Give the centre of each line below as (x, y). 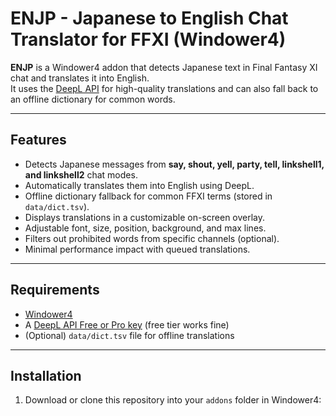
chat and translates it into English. (80, 78)
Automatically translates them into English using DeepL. (139, 185)
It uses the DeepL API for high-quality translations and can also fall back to (164, 88)
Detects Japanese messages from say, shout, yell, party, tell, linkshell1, (174, 164)
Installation (46, 375)
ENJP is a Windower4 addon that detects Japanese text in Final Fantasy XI (164, 67)
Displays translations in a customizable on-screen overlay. (145, 217)
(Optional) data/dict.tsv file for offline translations (129, 335)
